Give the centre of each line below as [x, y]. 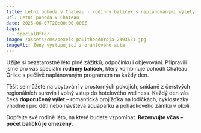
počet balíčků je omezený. [40, 123]
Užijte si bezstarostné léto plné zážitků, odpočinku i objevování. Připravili [97, 62]
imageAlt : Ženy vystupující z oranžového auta [66, 46]
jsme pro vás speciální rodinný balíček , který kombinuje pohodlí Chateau [97, 68]
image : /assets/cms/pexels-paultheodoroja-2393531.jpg [76, 40]
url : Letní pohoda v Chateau [43, 17]
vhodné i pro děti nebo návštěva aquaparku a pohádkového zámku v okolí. [99, 105]
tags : [13, 28]
